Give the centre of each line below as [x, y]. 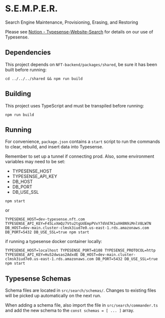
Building [18, 94]
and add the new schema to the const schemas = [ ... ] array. [70, 311]
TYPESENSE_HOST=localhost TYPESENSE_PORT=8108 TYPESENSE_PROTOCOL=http [80, 250]
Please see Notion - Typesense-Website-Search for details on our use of [79, 32]
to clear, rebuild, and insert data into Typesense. [54, 147]
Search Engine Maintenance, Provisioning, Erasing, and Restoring [72, 22]
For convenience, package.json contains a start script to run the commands [83, 141]
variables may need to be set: [35, 162]
